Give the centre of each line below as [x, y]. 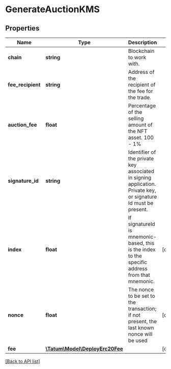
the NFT [138, 131]
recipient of [142, 85]
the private [141, 159]
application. [142, 184]
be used [138, 340]
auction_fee [22, 125]
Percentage [142, 106]
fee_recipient [24, 85]
